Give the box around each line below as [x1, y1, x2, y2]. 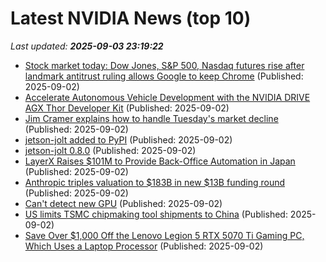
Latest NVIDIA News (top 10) [10, 7, 252, 30]
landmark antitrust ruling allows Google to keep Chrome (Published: [24, 70, 304, 82]
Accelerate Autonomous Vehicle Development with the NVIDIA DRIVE [24, 91, 311, 103]
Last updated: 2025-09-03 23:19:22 [10, 40, 164, 52]
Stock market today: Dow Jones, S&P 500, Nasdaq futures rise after [24, 59, 305, 71]
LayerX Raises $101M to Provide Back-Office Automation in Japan [24, 155, 296, 167]
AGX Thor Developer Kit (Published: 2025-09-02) [24, 102, 230, 114]
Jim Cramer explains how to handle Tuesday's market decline [24, 112, 279, 124]
